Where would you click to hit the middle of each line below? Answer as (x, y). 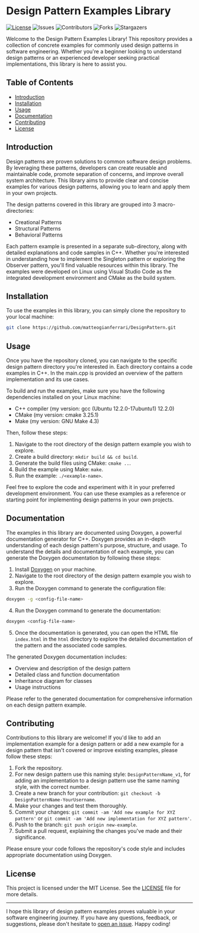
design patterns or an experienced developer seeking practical (83, 57)
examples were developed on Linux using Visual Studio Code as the (89, 271)
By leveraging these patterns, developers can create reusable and (87, 168)
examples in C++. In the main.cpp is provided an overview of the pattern (94, 373)
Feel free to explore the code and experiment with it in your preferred (91, 487)
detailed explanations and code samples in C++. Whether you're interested (98, 253)
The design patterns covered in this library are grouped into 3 (81, 204)
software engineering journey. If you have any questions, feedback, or (92, 918)
